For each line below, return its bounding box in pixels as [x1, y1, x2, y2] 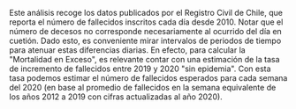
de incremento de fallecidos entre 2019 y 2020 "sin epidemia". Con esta [9, 63, 271, 74]
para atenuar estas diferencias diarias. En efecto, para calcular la [9, 45, 246, 55]
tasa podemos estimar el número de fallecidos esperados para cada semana [9, 73, 288, 83]
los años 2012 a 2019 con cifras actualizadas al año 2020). [9, 91, 223, 102]
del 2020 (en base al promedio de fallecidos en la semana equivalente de [9, 83, 277, 92]
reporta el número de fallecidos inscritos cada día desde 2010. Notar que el [9, 17, 284, 27]
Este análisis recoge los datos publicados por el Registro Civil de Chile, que [9, 8, 283, 18]
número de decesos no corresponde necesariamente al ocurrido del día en [9, 26, 283, 36]
